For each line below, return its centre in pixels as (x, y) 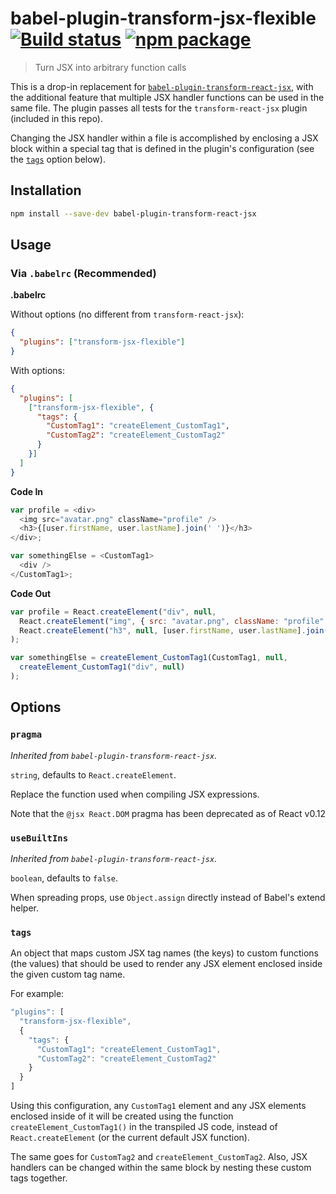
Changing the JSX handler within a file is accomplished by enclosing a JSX (164, 138)
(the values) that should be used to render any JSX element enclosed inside (166, 964)
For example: (37, 994)
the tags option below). (58, 159)
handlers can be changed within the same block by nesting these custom (161, 1168)
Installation (46, 190)
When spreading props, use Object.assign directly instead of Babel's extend (168, 897)
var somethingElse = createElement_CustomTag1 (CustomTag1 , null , (149, 658)
